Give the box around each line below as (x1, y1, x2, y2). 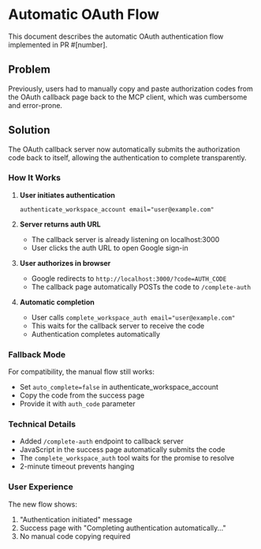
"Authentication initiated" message (19, 514, 132, 524)
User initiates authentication (19, 190, 116, 200)
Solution (8, 124, 50, 137)
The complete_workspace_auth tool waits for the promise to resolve (19, 454, 235, 463)
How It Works (8, 172, 62, 183)
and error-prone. (8, 100, 63, 110)
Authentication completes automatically (31, 329, 160, 338)
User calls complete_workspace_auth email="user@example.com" (31, 312, 236, 322)
